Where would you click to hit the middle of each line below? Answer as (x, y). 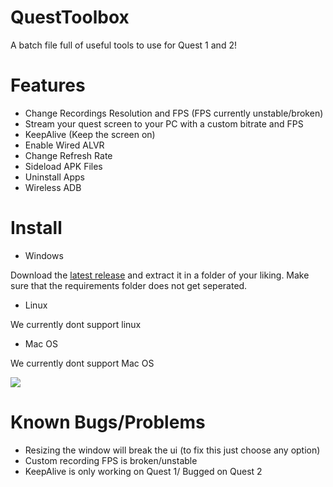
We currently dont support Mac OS (82, 363)
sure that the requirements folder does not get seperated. (129, 285)
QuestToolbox (70, 17)
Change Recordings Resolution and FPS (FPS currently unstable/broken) (174, 113)
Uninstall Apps (54, 177)
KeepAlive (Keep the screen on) (90, 134)
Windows (44, 255)
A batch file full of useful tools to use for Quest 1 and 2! (123, 45)
